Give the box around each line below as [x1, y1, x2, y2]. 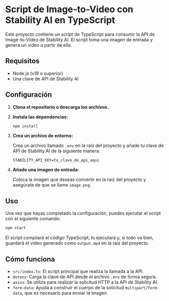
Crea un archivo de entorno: [12, 133, 74, 139]
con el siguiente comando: [5, 216, 61, 222]
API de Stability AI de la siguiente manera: [12, 148, 100, 154]
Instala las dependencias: [12, 113, 69, 120]
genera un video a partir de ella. [5, 42, 72, 48]
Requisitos [5, 57, 40, 66]
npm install [12, 124, 38, 129]
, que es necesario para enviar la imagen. [22, 290, 108, 296]
